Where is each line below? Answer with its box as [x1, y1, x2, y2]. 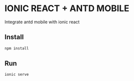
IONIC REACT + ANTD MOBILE [4, 3, 130, 14]
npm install [4, 46, 29, 51]
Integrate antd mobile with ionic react [4, 19, 80, 25]
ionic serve [4, 72, 29, 77]
